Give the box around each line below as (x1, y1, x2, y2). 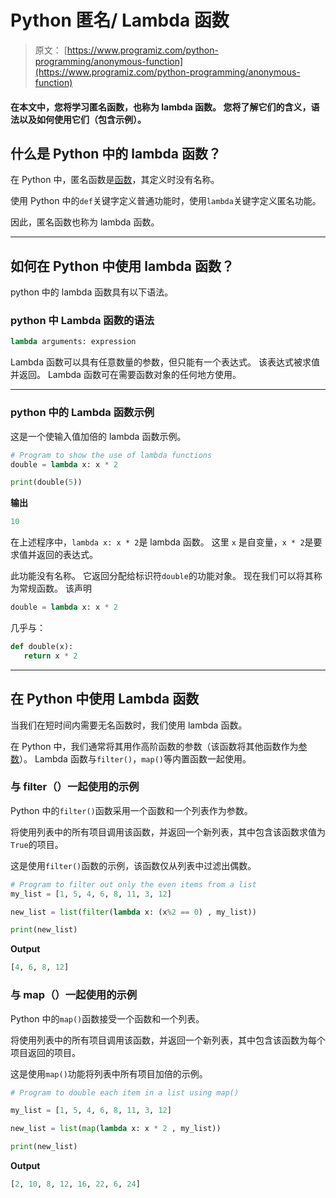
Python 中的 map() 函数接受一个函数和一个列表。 (10, 1012, 205, 1025)
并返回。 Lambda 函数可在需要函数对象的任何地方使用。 (10, 369, 242, 381)
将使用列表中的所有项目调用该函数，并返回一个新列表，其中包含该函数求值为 (10, 826, 326, 838)
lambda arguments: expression (10, 337, 137, 347)
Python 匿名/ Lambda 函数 (10, 9, 230, 32)
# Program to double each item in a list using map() (10, 1087, 240, 1098)
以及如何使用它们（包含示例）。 (18, 113, 147, 125)
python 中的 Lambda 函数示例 (10, 406, 155, 420)
